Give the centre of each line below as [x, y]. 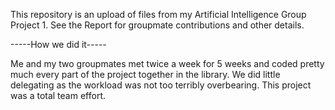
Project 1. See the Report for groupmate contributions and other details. [157, 25]
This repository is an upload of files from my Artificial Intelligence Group [158, 14]
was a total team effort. [58, 95]
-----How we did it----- [58, 44]
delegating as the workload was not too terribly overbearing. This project [161, 85]
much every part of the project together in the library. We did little [145, 74]
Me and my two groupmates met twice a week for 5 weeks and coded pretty [167, 63]
